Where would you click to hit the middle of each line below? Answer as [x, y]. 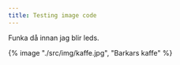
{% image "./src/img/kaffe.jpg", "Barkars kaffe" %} [90, 52]
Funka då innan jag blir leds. [54, 38]
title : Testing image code [52, 15]
